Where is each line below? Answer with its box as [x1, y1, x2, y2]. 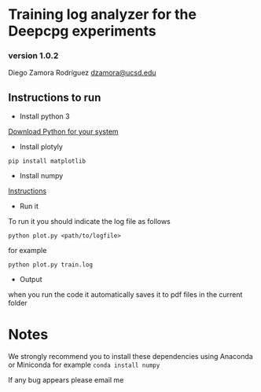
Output [19, 275, 42, 284]
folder [8, 299, 28, 308]
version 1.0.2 [8, 50, 59, 61]
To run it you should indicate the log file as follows [8, 217, 171, 226]
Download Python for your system [8, 127, 119, 137]
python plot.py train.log [8, 261, 93, 269]
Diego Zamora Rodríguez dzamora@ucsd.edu [8, 68, 156, 78]
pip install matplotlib [8, 157, 86, 166]
